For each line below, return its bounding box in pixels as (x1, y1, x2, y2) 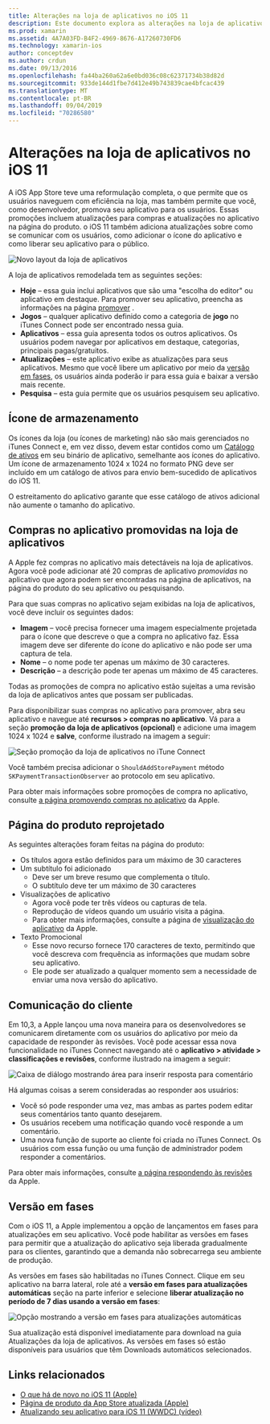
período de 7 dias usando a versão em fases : (8, 1297, 161, 1306)
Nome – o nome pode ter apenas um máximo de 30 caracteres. (19, 657, 231, 667)
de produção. (8, 1256, 53, 1265)
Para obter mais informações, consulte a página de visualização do (31, 915, 255, 925)
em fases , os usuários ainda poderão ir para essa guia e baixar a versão (19, 371, 259, 381)
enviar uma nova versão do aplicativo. (31, 975, 158, 985)
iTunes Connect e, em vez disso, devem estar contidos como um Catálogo (8, 441, 255, 451)
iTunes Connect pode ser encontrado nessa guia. (19, 320, 184, 329)
